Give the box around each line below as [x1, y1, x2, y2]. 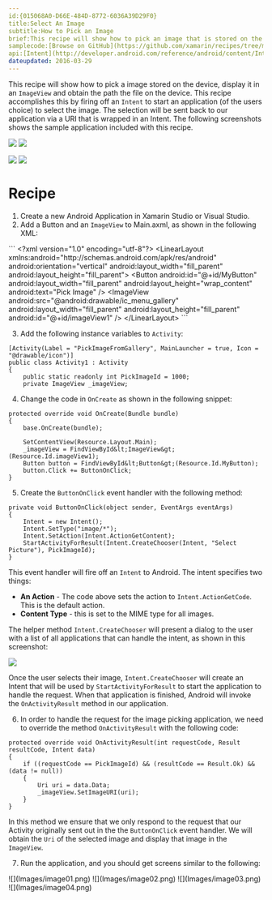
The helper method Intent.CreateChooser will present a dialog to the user [8, 624, 253, 634]
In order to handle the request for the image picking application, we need [19, 714, 264, 724]
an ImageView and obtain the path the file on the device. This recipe [8, 88, 232, 97]
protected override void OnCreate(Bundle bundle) [8, 409, 180, 418]
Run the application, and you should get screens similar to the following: [19, 858, 261, 868]
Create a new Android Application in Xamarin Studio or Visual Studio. [19, 211, 250, 221]
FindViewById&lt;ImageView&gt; [70, 445, 176, 453]
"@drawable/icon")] [8, 351, 74, 359]
